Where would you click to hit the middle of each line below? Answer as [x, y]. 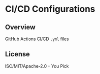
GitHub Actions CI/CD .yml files [37, 39]
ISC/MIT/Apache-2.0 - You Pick [37, 66]
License [17, 54]
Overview [20, 27]
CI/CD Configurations [50, 9]
